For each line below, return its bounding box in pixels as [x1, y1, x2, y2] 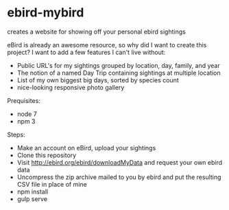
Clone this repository [16, 151, 77, 159]
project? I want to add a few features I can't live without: [7, 48, 166, 56]
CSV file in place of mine [16, 180, 87, 188]
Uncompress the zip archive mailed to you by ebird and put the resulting [16, 173, 221, 181]
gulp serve [16, 194, 48, 203]
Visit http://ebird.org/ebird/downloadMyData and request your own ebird [16, 158, 223, 166]
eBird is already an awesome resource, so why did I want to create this [7, 40, 207, 49]
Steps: [7, 130, 25, 139]
